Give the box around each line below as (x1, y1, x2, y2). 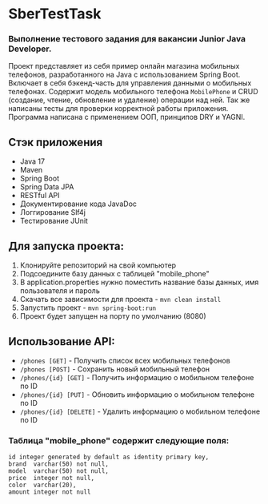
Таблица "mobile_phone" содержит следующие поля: (8, 435, 230, 446)
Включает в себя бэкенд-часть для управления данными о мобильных (8, 78, 252, 88)
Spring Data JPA (19, 182, 74, 192)
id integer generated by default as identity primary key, (8, 453, 210, 462)
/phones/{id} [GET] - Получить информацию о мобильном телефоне (19, 372, 254, 382)
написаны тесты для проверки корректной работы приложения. (8, 104, 229, 113)
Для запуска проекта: (8, 239, 125, 252)
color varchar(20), (8, 481, 78, 490)
